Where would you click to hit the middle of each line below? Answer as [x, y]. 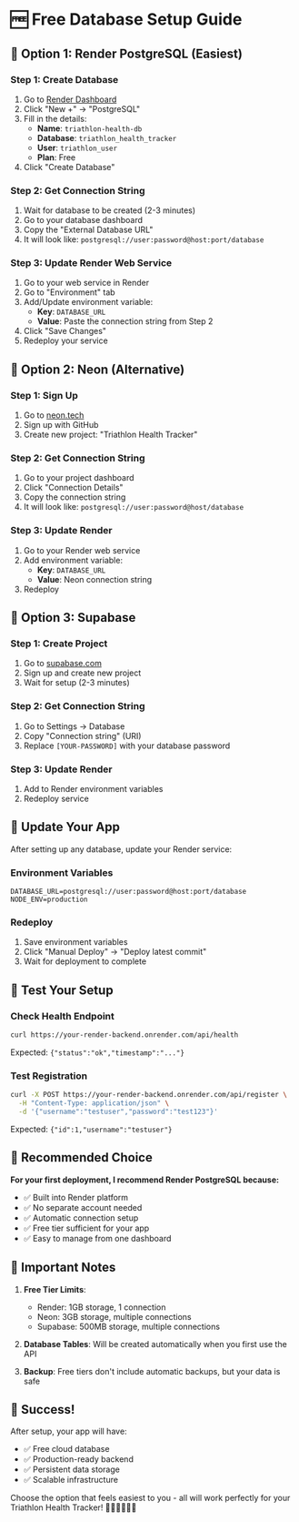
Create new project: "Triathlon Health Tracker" [110, 435]
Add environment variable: [73, 560]
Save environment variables [75, 942]
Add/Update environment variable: [88, 302]
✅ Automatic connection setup [81, 1218]
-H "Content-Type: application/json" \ [94, 1103]
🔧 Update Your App [65, 827]
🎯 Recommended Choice [81, 1157]
